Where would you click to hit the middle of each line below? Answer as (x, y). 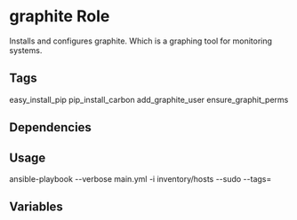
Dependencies (50, 127)
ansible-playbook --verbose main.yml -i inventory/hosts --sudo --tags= (140, 178)
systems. (26, 50)
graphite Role (60, 16)
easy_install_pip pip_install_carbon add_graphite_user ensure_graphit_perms (149, 99)
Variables (36, 207)
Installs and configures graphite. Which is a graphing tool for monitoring (141, 41)
